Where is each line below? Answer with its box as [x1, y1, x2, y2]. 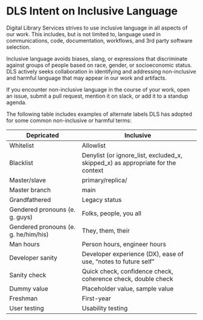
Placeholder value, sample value [82, 284, 174, 293]
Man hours [9, 240, 40, 248]
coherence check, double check [82, 274, 173, 283]
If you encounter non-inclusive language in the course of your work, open [6, 86, 190, 93]
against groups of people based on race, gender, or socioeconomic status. [6, 61, 192, 69]
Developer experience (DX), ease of [82, 249, 184, 258]
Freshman [9, 294, 38, 303]
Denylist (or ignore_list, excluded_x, [82, 151, 182, 159]
